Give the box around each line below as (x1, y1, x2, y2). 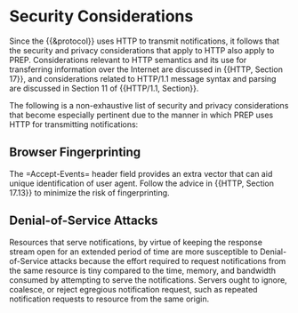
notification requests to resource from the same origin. (9, 293, 210, 304)
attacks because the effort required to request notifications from (50, 255, 286, 266)
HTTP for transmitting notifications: (9, 118, 139, 130)
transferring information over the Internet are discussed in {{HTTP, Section (9, 64, 283, 75)
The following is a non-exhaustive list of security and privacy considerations (9, 100, 289, 110)
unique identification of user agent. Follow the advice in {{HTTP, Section (9, 178, 274, 189)
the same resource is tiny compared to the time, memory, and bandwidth (9, 265, 276, 276)
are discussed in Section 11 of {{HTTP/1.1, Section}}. (9, 83, 199, 93)
